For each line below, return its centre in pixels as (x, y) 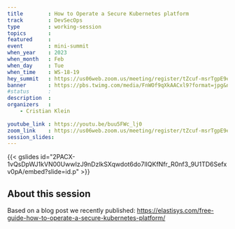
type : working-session (54, 27)
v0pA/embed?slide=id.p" (43, 172)
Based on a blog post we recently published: (71, 211)
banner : (29, 85)
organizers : (29, 105)
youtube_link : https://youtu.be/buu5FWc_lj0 (74, 124)
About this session (49, 194)
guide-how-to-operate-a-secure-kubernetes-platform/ (86, 218)
